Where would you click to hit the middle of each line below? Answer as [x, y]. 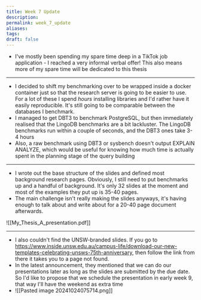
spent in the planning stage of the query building [75, 156]
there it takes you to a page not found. [62, 259]
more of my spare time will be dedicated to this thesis [81, 69]
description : [22, 17]
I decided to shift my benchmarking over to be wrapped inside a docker [103, 86]
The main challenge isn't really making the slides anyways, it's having [100, 198]
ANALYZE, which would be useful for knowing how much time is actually [104, 149]
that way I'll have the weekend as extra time [69, 284]
